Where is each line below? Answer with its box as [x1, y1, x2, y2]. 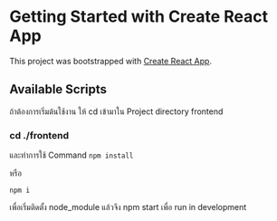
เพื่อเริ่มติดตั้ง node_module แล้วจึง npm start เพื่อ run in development [9, 202, 247, 213]
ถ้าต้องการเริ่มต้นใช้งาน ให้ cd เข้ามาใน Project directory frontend [9, 106, 224, 117]
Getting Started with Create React [9, 6, 269, 27]
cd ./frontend [9, 129, 70, 141]
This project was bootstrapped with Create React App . [9, 55, 213, 66]
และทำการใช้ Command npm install [9, 149, 134, 160]
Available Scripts [9, 82, 107, 97]
